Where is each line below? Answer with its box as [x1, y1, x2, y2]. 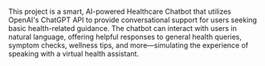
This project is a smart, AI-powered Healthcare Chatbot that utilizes [8, 7, 231, 16]
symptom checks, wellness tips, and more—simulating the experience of [8, 41, 249, 50]
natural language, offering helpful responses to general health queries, [8, 32, 243, 41]
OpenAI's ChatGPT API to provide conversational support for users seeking [8, 15, 257, 25]
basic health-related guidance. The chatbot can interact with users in [8, 24, 237, 33]
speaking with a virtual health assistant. [8, 49, 139, 58]
